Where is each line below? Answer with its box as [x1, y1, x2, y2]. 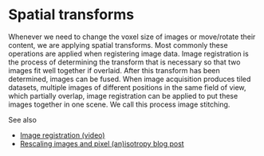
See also [8, 115, 37, 124]
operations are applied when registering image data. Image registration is [8, 49, 249, 58]
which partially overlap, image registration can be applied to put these [8, 91, 238, 100]
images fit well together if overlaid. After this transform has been [8, 65, 221, 75]
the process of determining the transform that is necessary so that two [8, 57, 241, 67]
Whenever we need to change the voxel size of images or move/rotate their [8, 32, 256, 41]
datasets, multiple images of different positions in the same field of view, [8, 82, 246, 92]
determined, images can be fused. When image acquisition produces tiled [8, 74, 251, 84]
